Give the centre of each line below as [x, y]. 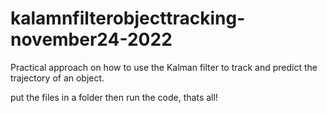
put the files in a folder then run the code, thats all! [114, 97]
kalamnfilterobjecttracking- [128, 18]
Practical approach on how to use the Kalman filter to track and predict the [164, 67]
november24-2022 [91, 39]
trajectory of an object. [57, 78]
